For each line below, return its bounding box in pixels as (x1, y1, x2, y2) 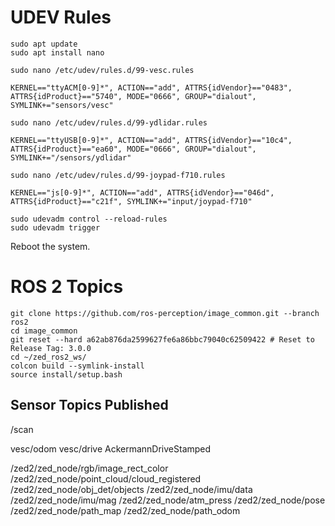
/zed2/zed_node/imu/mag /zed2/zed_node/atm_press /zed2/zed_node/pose (10, 494, 326, 506)
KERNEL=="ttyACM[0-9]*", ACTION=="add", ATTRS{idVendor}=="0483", (10, 82, 293, 93)
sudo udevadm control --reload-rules (10, 214, 168, 224)
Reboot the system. (10, 240, 91, 252)
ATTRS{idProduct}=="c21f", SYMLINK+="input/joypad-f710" (10, 196, 253, 206)
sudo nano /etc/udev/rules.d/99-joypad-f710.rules (10, 170, 226, 180)
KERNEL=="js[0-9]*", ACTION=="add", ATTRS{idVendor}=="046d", (10, 187, 275, 198)
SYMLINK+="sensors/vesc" (10, 100, 114, 110)
